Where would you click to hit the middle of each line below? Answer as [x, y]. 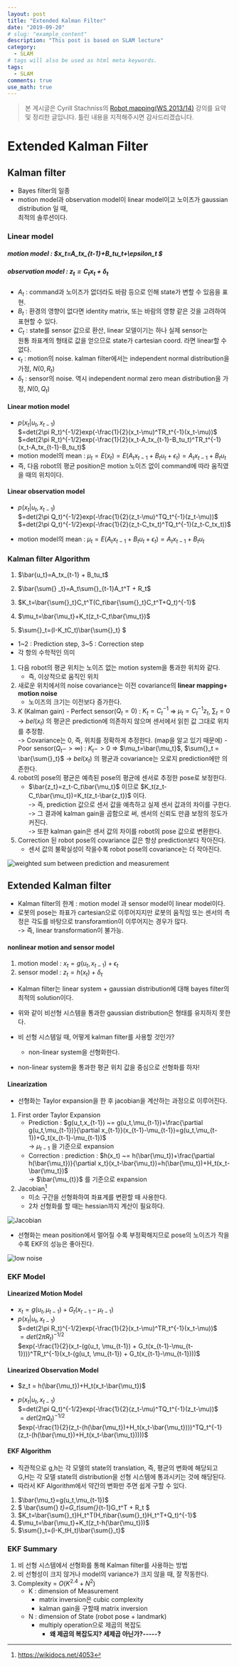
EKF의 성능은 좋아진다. [63, 1243]
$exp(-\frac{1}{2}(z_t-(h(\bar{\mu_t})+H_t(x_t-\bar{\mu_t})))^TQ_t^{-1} [120, 1427]
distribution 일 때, [43, 208]
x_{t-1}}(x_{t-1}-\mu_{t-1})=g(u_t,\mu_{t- [159, 1130]
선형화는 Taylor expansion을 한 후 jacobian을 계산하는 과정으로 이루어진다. [122, 1101]
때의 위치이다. [44, 475]
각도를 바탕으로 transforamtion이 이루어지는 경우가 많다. [110, 922]
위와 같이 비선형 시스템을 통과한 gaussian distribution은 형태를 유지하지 [117, 1013]
